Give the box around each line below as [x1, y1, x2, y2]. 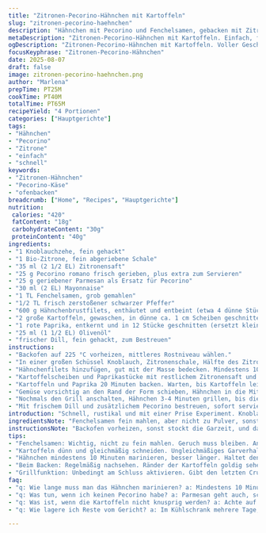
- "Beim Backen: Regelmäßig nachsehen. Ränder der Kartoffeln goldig [8, 462, 243, 470]
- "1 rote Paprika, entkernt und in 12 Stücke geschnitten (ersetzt [8, 321, 239, 329]
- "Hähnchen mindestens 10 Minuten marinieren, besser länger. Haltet [8, 454, 246, 462]
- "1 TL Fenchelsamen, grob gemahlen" [8, 292, 136, 300]
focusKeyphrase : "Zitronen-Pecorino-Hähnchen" [8, 48, 165, 56]
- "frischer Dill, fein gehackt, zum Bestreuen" [8, 336, 172, 344]
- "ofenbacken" [8, 188, 59, 197]
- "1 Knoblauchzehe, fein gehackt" [8, 247, 126, 255]
